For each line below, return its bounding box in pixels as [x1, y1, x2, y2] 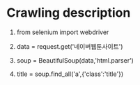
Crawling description [6, 5, 131, 21]
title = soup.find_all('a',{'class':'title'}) [16, 70, 123, 78]
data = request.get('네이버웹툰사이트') [16, 42, 123, 50]
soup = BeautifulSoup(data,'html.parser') [16, 56, 134, 64]
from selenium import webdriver [16, 28, 109, 36]
